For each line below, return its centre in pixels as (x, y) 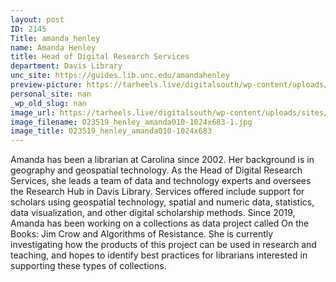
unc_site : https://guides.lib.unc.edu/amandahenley (120, 76)
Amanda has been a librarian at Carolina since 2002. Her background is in (162, 160)
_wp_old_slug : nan (48, 103)
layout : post (37, 19)
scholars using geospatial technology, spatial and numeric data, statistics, (162, 202)
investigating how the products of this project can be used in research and (163, 245)
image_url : (33, 112)
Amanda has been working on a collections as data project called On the (160, 223)
